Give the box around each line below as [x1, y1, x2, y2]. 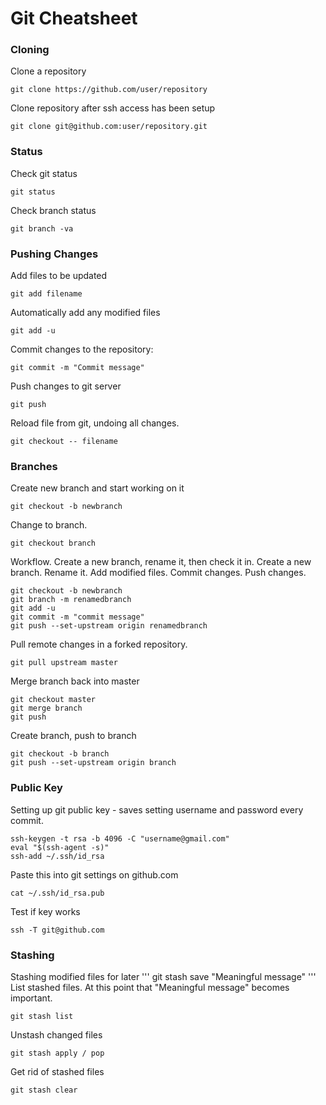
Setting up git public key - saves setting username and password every [10, 803, 304, 816]
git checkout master [10, 695, 97, 705]
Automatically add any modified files [10, 307, 161, 319]
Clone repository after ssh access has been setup [10, 102, 216, 114]
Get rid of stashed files [10, 1065, 105, 1077]
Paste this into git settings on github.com [10, 868, 179, 881]
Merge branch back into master [10, 675, 140, 687]
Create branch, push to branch [10, 730, 137, 742]
